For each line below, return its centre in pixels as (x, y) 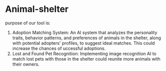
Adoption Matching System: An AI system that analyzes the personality (85, 32)
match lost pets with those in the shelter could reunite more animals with (86, 59)
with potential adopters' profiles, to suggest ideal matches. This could (83, 43)
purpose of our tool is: (28, 23)
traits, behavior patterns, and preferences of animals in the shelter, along (86, 38)
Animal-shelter (37, 9)
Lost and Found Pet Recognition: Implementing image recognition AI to (84, 54)
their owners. (26, 64)
